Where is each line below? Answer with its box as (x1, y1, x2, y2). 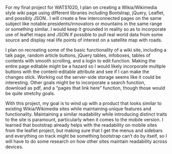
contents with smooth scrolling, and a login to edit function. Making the (5, 58, 156, 63)
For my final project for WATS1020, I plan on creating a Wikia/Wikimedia (5, 5, 158, 10)
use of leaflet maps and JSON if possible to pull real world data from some (5, 32, 163, 37)
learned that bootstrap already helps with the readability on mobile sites (5, 122, 158, 128)
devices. (5, 144, 24, 150)
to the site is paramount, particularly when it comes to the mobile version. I (5, 117, 163, 122)
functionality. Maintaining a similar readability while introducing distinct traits (5, 111, 167, 117)
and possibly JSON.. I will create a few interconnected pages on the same (5, 15, 162, 21)
